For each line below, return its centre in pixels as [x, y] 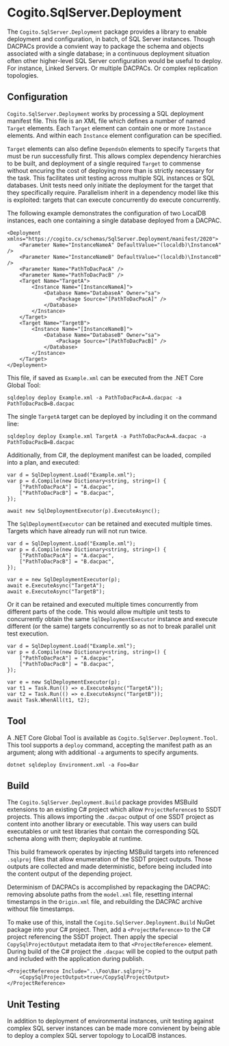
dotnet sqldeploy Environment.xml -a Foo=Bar [73, 765]
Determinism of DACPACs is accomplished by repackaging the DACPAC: [109, 887]
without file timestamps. [41, 909]
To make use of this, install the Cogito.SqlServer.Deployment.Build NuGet [111, 922]
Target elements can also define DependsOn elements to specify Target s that [113, 148]
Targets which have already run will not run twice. [77, 531]
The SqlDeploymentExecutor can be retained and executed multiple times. [110, 524]
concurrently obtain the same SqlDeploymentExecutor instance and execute [112, 618]
